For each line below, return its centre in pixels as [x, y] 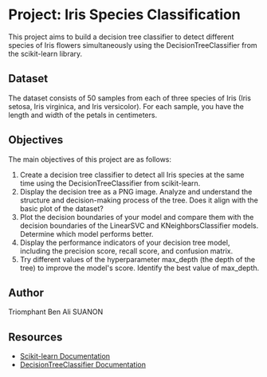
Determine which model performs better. [86, 234]
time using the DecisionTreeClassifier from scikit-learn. [110, 183]
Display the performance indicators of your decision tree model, [125, 242]
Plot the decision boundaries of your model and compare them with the [137, 217]
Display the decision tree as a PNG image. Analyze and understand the [136, 191]
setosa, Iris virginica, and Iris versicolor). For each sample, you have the [126, 106]
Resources [35, 337]
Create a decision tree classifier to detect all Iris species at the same [132, 175]
